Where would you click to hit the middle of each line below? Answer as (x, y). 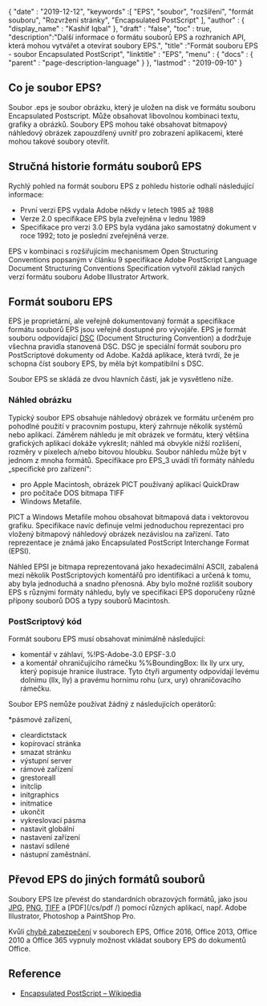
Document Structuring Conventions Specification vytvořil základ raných (127, 268)
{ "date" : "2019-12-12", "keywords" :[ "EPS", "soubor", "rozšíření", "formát (131, 12)
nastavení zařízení (50, 838)
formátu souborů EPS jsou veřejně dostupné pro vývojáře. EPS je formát (127, 330)
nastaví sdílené (45, 846)
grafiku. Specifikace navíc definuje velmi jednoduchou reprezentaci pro (126, 525)
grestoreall (38, 778)
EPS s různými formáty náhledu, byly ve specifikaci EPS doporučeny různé (132, 592)
